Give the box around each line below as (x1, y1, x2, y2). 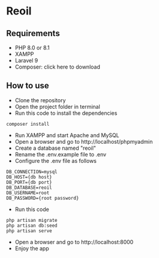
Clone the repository (14, 96, 66, 103)
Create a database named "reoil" (14, 144, 97, 152)
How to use (6, 81, 49, 91)
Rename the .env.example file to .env (14, 150, 107, 158)
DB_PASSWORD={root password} (6, 195, 79, 201)
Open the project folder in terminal (14, 103, 100, 110)
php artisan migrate (6, 217, 58, 223)
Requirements (6, 28, 60, 38)
